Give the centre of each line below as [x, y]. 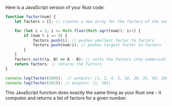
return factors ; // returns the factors [58, 64]
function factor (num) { [31, 17]
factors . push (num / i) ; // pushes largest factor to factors [97, 45]
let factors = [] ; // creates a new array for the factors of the [87, 22]
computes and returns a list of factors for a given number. [66, 98]
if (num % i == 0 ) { [46, 35]
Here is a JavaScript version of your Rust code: [55, 7]
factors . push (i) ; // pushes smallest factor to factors [93, 40]
